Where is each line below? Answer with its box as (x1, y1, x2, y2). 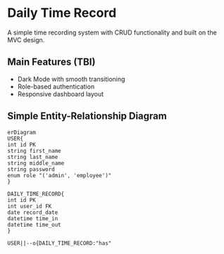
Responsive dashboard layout (17, 89, 104, 98)
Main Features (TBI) (7, 56, 96, 68)
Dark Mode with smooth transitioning (17, 75, 125, 83)
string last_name (7, 153, 58, 160)
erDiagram (7, 129, 37, 136)
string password (7, 165, 55, 173)
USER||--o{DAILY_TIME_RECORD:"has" (7, 239, 112, 247)
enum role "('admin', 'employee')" (7, 172, 112, 179)
